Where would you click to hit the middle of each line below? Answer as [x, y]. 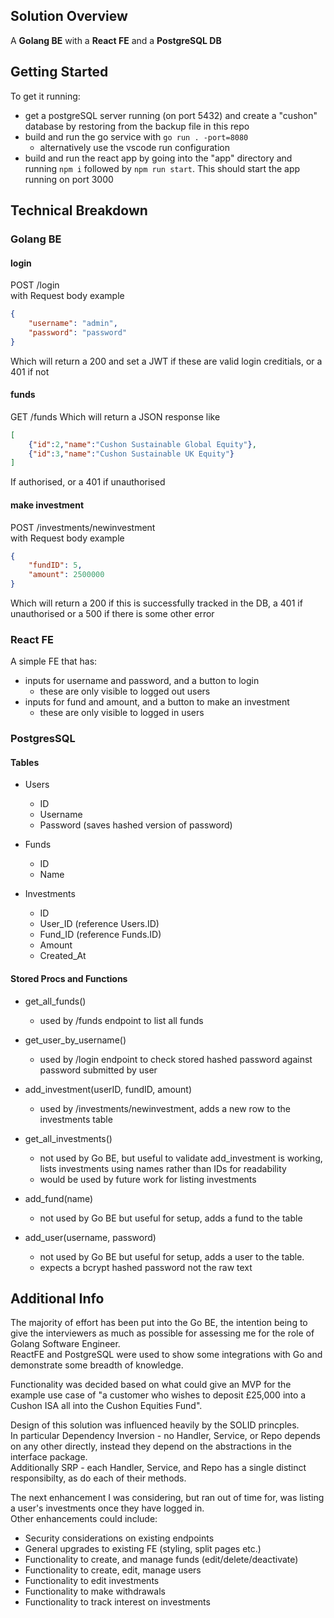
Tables [25, 762]
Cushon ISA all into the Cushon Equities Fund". [106, 1406]
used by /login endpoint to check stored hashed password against [176, 1059]
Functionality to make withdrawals [95, 1591]
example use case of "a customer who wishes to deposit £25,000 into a [158, 1395]
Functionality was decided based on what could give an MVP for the [151, 1385]
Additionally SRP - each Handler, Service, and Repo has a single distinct [158, 1468]
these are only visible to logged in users [122, 713]
